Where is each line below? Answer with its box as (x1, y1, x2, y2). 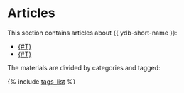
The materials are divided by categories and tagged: (7, 63, 161, 72)
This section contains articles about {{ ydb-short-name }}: (7, 28, 178, 37)
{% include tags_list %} (7, 77, 76, 86)
